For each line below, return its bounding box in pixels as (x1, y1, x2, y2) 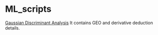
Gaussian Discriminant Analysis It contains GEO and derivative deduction (5, 20, 154, 26)
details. (5, 25, 20, 31)
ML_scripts (5, 3, 52, 15)
